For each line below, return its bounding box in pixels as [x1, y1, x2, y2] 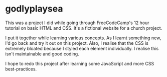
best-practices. [5, 66, 37, 72]
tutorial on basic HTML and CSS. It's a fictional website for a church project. [5, 25, 162, 31]
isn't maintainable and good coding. [5, 51, 79, 57]
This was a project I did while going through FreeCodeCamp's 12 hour [5, 20, 149, 26]
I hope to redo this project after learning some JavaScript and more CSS [5, 60, 154, 66]
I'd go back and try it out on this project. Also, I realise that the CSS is [5, 40, 149, 46]
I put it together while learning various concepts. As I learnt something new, [5, 35, 161, 41]
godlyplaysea [5, 3, 64, 15]
